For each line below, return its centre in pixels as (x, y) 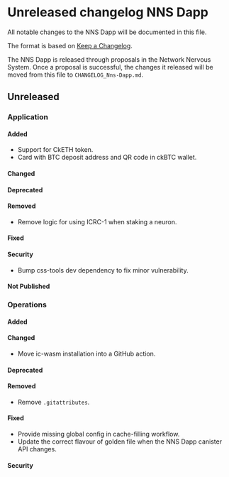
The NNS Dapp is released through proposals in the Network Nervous (109, 59)
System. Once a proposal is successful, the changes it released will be (111, 67)
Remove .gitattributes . (54, 402)
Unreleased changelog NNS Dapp (108, 12)
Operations (27, 305)
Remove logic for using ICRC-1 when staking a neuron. (97, 221)
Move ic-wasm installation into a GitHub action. (86, 353)
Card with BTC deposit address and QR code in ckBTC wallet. (107, 158)
